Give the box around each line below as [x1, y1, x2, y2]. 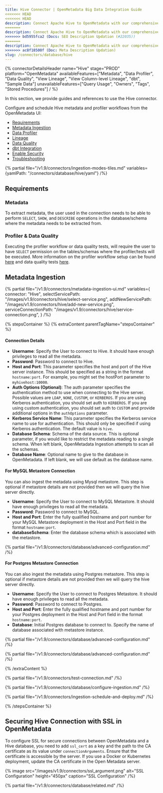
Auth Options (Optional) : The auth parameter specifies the [12, 384, 130, 390]
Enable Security [12, 151, 44, 156]
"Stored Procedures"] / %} [5, 86, 58, 92]
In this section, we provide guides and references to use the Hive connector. [5, 96, 158, 102]
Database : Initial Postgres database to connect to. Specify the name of [12, 621, 154, 627]
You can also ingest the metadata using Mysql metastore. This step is [5, 479, 144, 484]
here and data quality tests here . [5, 259, 70, 265]
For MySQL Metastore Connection [5, 467, 75, 474]
